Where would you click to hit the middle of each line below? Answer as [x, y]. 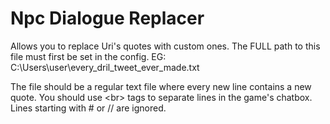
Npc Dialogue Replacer [107, 18]
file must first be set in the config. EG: [88, 56]
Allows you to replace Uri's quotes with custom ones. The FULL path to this [165, 46]
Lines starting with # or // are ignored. [88, 108]
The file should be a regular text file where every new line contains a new [161, 86]
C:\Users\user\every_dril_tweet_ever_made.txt [105, 67]
